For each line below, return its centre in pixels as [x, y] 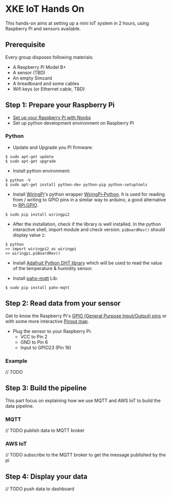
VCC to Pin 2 [34, 336]
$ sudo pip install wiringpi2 [38, 214]
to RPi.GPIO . [25, 205]
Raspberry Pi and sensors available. [43, 28]
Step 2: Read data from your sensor [63, 303]
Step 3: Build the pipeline [46, 388]
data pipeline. [20, 406]
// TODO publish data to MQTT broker [45, 431]
